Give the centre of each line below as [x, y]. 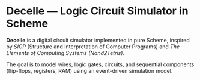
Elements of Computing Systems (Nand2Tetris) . [65, 53]
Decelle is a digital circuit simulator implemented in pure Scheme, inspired [98, 40]
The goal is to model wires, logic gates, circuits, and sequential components [100, 64]
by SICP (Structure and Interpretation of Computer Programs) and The [93, 47]
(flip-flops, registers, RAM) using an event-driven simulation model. [89, 70]
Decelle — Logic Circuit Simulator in [97, 11]
